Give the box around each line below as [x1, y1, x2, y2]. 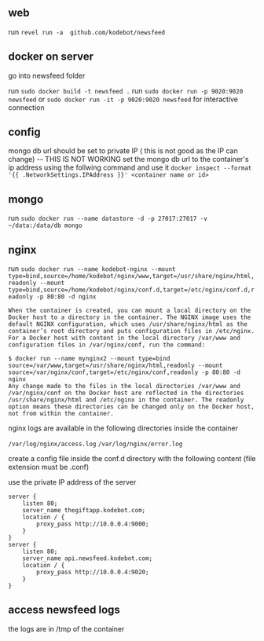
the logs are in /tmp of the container [8, 624, 125, 633]
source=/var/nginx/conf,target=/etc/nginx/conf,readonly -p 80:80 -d [8, 368, 241, 376]
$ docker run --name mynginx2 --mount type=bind [8, 355, 170, 363]
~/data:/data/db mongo [8, 222, 82, 230]
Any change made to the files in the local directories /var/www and [8, 383, 241, 390]
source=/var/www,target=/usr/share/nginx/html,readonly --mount [8, 361, 223, 370]
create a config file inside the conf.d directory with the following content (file [8, 454, 256, 463]
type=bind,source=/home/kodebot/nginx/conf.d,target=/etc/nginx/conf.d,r [8, 286, 255, 294]
